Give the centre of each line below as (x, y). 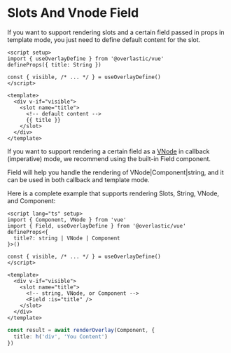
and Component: (31, 200)
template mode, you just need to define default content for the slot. (104, 39)
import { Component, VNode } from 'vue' (67, 220)
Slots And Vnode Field (73, 13)
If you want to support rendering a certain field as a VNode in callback (108, 151)
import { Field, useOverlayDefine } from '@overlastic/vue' (97, 226)
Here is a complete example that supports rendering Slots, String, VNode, (113, 193)
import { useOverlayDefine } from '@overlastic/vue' (86, 58)
